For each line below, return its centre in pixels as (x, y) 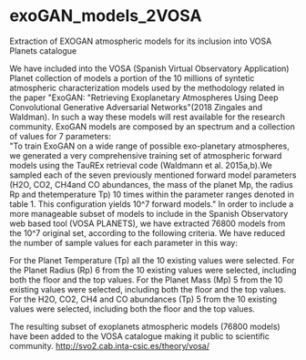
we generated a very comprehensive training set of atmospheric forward (146, 155)
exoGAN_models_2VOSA (106, 16)
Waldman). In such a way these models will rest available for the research (147, 117)
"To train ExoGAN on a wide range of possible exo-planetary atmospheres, (149, 146)
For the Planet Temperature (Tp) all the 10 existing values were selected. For (152, 260)
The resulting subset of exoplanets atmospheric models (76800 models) (145, 326)
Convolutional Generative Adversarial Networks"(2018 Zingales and (136, 107)
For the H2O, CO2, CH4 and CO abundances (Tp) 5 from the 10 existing (143, 299)
